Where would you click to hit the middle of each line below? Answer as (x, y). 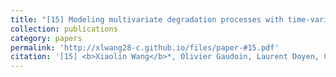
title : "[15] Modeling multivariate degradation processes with (147, 19)
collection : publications (64, 29)
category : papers (46, 38)
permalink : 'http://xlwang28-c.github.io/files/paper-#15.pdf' (145, 47)
